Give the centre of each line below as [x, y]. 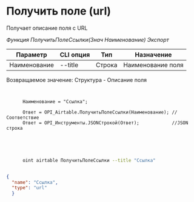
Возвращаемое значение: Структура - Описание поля [77, 79]
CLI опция [75, 55]
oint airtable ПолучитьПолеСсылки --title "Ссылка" [89, 160]
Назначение [153, 55]
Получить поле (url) [59, 11]
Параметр [32, 55]
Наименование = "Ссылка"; [55, 101]
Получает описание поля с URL [47, 28]
